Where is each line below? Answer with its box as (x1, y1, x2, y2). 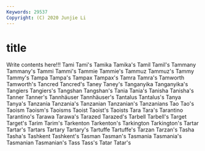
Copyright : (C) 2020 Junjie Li (6, 15, 86, 21)
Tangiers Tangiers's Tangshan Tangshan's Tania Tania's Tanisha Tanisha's (6, 87, 194, 95)
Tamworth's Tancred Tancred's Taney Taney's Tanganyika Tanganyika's (6, 81, 188, 88)
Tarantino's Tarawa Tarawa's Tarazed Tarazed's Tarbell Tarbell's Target (6, 113, 187, 120)
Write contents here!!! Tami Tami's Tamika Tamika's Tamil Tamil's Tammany (6, 61, 196, 68)
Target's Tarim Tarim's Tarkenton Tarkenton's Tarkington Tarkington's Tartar (6, 120, 199, 127)
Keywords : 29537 (6, 9, 48, 15)
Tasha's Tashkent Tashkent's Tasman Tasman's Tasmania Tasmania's (6, 133, 182, 140)
